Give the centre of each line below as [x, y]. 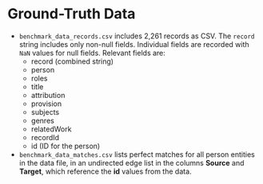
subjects [45, 112]
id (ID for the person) [66, 146]
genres [43, 120]
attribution [48, 95]
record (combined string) [72, 61]
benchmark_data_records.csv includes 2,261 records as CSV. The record [137, 36]
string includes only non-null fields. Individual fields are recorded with [134, 44]
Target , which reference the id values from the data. [106, 171]
